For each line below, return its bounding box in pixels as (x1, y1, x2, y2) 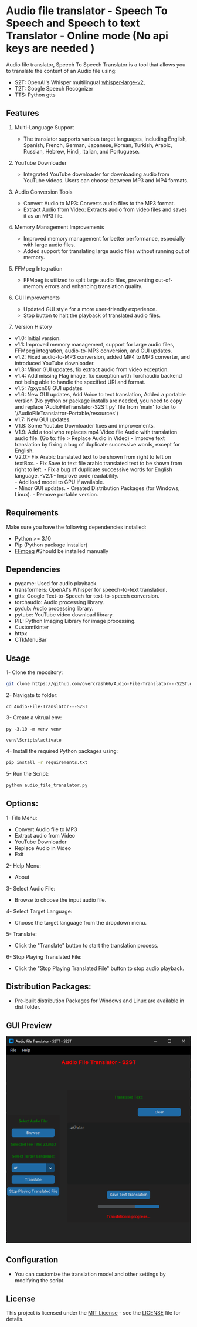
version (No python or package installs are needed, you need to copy (14, 397, 182, 404)
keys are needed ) (6, 42, 95, 55)
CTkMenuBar (14, 636, 47, 644)
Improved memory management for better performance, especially (23, 235, 185, 242)
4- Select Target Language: (6, 908, 73, 915)
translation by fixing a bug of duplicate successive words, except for (14, 441, 181, 448)
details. (6, 1316, 24, 1323)
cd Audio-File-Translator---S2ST (6, 704, 88, 710)
